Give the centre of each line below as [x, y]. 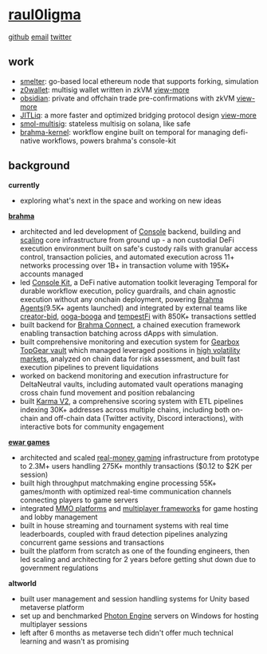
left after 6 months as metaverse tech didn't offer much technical [126, 632]
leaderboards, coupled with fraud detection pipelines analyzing [124, 533]
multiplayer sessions [53, 624]
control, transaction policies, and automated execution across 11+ [127, 256]
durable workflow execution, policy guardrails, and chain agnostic [128, 291]
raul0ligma [45, 15]
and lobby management [59, 517]
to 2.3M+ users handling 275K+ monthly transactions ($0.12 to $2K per [136, 466]
